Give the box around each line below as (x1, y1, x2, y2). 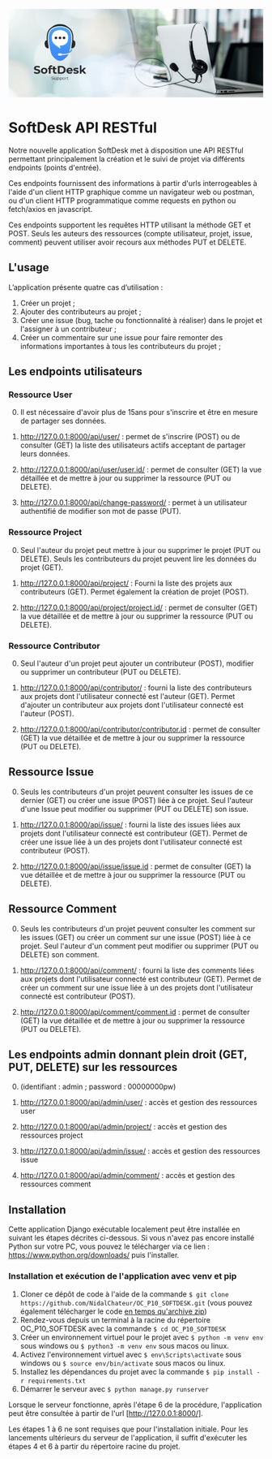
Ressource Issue (8, 765, 95, 779)
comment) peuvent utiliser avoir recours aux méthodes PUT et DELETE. (8, 237, 247, 247)
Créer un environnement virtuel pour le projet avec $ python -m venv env (19, 1332, 264, 1342)
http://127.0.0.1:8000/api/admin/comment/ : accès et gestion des (19, 1171, 236, 1181)
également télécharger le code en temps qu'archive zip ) (19, 1306, 208, 1316)
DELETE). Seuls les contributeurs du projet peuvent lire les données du (19, 554, 257, 563)
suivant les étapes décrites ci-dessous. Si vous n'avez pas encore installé (8, 1233, 255, 1243)
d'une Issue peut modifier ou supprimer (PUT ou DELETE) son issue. (19, 804, 249, 814)
